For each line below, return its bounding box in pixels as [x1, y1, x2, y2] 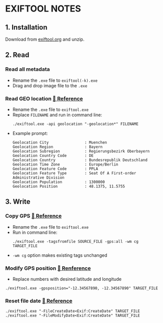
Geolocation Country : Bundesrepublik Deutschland [12, 157, 148, 163]
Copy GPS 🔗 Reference [5, 213, 62, 220]
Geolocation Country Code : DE [12, 153, 94, 158]
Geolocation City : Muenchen [12, 140, 107, 145]
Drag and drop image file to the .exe [12, 82, 88, 88]
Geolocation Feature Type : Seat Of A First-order [12, 171, 136, 176]
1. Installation [5, 23, 48, 32]
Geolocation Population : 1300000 [12, 179, 105, 185]
